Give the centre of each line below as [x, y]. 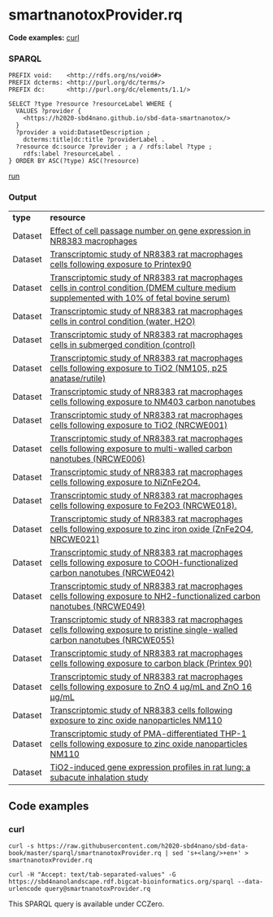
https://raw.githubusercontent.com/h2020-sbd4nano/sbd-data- [143, 846]
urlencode [25, 889]
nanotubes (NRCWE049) [97, 606]
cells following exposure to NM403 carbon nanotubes [153, 401]
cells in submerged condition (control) [123, 344]
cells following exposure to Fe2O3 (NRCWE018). [143, 505]
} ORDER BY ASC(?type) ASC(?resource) [74, 161]
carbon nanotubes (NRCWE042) [112, 573]
